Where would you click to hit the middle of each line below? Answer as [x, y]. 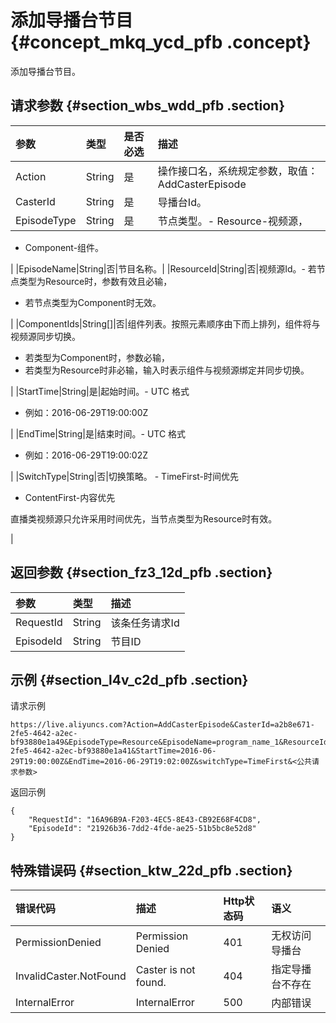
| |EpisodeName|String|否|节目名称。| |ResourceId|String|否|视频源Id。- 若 [163, 268]
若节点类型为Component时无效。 [93, 302]
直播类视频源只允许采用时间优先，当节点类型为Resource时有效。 [144, 518]
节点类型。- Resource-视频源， [233, 221]
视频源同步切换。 [45, 336]
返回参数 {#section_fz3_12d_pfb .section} [141, 572]
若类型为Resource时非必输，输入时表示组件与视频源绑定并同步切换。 [167, 370]
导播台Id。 [182, 202]
